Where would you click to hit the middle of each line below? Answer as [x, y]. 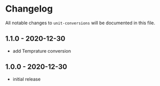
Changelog [29, 9]
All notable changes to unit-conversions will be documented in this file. [80, 23]
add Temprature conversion [42, 51]
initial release [26, 79]
